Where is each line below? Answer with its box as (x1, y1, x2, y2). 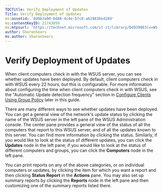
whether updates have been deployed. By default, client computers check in (5, 76, 158, 82)
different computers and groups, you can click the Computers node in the (5, 147, 153, 153)
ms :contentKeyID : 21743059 (5, 20, 60, 26)
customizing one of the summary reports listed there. (5, 182, 112, 188)
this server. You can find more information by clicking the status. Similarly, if (5, 132, 158, 138)
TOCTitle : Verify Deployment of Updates (5, 7, 89, 12)
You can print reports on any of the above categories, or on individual (5, 162, 145, 168)
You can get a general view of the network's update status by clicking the (5, 111, 153, 117)
